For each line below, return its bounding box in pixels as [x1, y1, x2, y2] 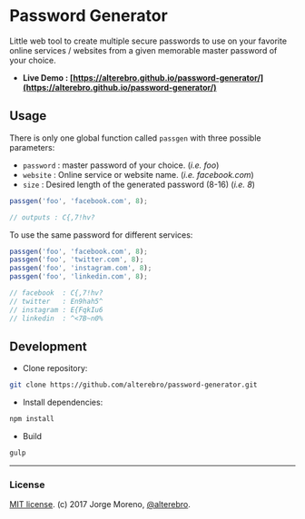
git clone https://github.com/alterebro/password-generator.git [9, 380, 258, 390]
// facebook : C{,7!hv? [9, 289, 103, 298]
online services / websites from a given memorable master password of [9, 44, 278, 55]
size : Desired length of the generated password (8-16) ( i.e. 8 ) [22, 179, 256, 190]
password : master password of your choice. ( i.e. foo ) [22, 160, 220, 171]
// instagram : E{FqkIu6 [9, 305, 103, 314]
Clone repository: [22, 363, 88, 374]
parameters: [9, 142, 55, 152]
